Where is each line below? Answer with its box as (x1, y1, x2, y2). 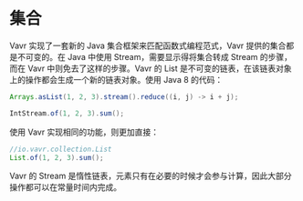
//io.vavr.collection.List (9, 145, 112, 154)
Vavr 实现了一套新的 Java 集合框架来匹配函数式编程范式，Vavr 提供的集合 (9, 40, 287, 51)
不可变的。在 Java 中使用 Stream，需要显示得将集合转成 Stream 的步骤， (16, 51, 293, 62)
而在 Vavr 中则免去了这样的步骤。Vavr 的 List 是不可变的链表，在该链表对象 (9, 63, 292, 74)
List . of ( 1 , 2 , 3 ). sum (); (9, 153, 104, 162)
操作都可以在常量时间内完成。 (9, 182, 121, 193)
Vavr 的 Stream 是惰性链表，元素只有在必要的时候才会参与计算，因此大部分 (9, 170, 292, 182)
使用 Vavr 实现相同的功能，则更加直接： (9, 126, 160, 137)
